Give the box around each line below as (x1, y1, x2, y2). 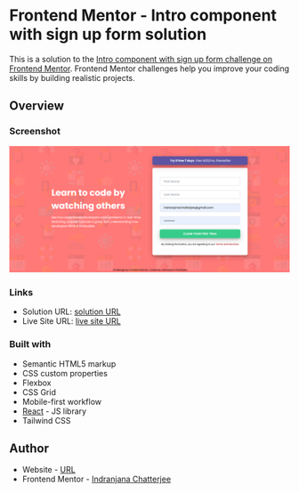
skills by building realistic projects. (9, 72, 135, 83)
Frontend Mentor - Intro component (9, 5, 278, 26)
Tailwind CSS (21, 415, 71, 425)
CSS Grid (21, 386, 56, 397)
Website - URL (21, 465, 76, 475)
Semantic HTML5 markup (21, 358, 117, 369)
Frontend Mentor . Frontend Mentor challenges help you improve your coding (9, 63, 290, 74)
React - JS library (21, 406, 87, 416)
